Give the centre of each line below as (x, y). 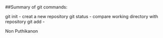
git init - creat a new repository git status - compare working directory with (81, 16)
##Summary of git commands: (36, 7)
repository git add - (25, 22)
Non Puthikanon (22, 31)
